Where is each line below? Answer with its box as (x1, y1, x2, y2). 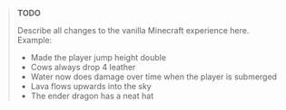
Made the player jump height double (30, 52, 167, 62)
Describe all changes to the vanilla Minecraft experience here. (16, 25, 250, 35)
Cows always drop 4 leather (30, 62, 136, 72)
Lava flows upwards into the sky (30, 81, 152, 91)
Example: (16, 35, 53, 45)
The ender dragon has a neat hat (30, 90, 154, 101)
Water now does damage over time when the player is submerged (30, 71, 278, 82)
